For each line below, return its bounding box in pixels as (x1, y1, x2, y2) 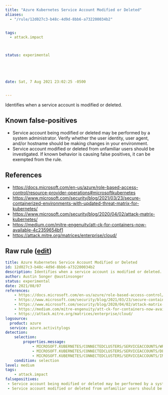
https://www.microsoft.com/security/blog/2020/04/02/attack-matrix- (12, 211, 155, 217)
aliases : (5, 12, 23, 17)
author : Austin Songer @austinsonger (5, 274, 84, 279)
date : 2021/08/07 (5, 283, 41, 289)
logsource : (5, 316, 28, 321)
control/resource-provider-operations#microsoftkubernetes (12, 189, 136, 196)
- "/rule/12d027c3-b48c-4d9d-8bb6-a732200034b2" (9, 17, 113, 22)
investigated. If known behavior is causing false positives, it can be (12, 151, 151, 157)
